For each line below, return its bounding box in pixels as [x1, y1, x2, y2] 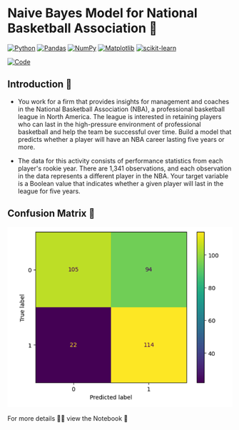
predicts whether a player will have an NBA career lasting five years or [17, 135, 225, 143]
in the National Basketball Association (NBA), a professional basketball [17, 105, 225, 113]
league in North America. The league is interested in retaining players [17, 112, 222, 121]
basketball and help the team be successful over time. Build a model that [17, 127, 232, 136]
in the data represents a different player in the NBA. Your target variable [17, 171, 229, 180]
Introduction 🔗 [7, 78, 73, 91]
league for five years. [17, 187, 81, 195]
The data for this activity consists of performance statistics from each [17, 156, 223, 165]
